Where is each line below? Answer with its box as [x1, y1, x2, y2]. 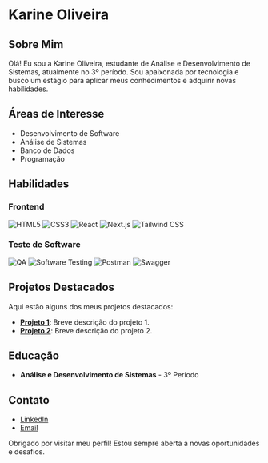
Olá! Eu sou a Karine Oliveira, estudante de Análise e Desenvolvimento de [8, 58, 250, 68]
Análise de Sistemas [19, 137, 87, 146]
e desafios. [8, 447, 46, 457]
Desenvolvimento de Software [19, 128, 120, 138]
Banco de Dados [19, 146, 75, 155]
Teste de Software [8, 239, 82, 250]
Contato [8, 393, 50, 407]
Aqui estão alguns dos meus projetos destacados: [8, 301, 174, 311]
